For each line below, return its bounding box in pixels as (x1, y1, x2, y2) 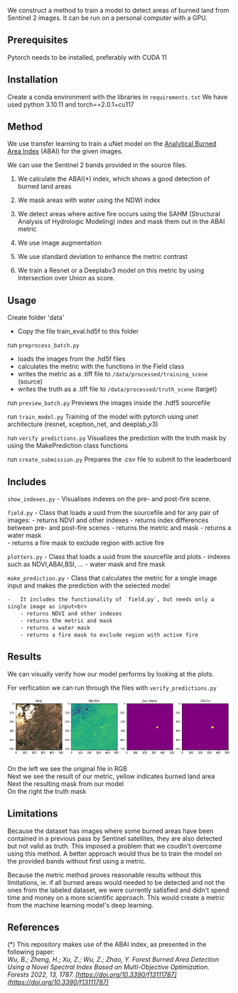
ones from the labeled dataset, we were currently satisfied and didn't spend (7, 886, 229, 894)
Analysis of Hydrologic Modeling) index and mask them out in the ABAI (17, 217, 225, 226)
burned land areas (17, 182, 72, 191)
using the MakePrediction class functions (7, 441, 129, 450)
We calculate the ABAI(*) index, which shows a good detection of (17, 174, 210, 184)
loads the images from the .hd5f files (17, 355, 126, 363)
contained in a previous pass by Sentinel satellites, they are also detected (7, 834, 222, 842)
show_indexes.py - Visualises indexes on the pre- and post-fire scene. (7, 494, 212, 504)
